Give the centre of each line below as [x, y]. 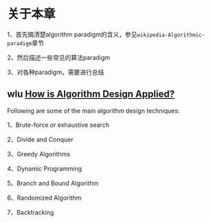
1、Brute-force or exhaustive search [58, 125]
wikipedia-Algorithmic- [171, 35]
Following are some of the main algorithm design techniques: [93, 110]
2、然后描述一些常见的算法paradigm [59, 57]
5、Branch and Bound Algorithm [53, 183]
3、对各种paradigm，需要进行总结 [56, 72]
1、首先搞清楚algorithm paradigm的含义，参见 [72, 34]
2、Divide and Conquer [40, 139]
